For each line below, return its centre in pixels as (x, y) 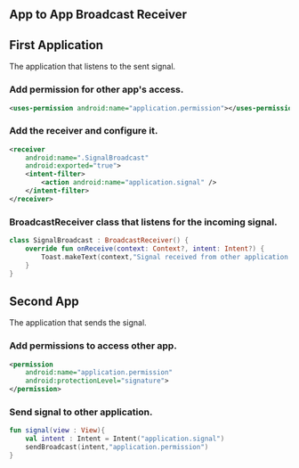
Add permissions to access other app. (93, 346)
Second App (44, 301)
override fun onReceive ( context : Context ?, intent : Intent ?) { (145, 249)
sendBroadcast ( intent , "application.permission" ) (117, 447)
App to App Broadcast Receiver (98, 15)
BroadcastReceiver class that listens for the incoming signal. (143, 222)
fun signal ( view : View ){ (57, 431)
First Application (57, 45)
